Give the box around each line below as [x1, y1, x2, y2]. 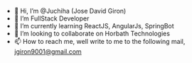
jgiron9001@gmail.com [14, 47, 82, 56]
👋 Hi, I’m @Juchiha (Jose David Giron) [14, 7, 127, 15]
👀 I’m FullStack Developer [14, 14, 90, 23]
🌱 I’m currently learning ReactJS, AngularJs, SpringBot [14, 22, 174, 30]
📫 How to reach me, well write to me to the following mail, [14, 38, 186, 45]
